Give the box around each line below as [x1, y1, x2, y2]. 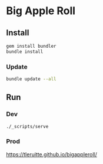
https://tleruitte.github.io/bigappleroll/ [6, 150, 97, 158]
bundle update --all [6, 76, 57, 82]
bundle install [6, 48, 44, 54]
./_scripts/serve [6, 123, 49, 129]
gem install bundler [6, 43, 57, 49]
